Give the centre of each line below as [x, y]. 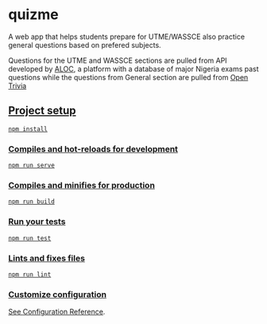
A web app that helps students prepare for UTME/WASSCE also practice [126, 37]
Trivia [17, 86]
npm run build [32, 202]
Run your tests [37, 222]
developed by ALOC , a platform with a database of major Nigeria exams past [134, 68]
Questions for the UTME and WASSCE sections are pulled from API [118, 60]
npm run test [30, 238]
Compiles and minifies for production [81, 185]
